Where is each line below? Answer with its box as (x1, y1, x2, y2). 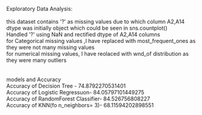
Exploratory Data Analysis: (6, 5, 73, 12)
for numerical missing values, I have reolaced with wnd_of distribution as (6, 50, 189, 57)
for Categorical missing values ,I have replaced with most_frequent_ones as (6, 38, 196, 44)
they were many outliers (6, 57, 67, 64)
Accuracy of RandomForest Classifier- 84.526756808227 (6, 95, 150, 102)
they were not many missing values (6, 44, 95, 51)
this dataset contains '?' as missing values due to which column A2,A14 (6, 18, 185, 25)
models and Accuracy (6, 76, 61, 83)
